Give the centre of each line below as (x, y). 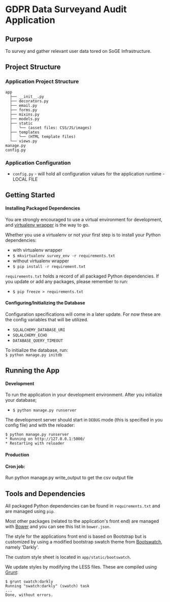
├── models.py (25, 119)
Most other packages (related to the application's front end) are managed (82, 521)
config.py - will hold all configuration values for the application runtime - (89, 173)
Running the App (32, 370)
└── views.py (24, 141)
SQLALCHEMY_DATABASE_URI (39, 330)
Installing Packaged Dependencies (43, 208)
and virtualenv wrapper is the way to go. (47, 225)
